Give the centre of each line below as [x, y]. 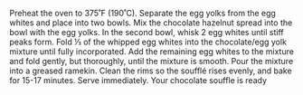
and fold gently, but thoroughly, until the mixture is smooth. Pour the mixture [151, 61]
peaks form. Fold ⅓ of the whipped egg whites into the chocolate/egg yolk [148, 42]
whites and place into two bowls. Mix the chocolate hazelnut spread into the [151, 23]
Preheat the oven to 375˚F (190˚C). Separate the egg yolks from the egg [142, 13]
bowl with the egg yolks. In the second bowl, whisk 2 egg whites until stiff [147, 32]
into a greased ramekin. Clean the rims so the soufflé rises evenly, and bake [151, 71]
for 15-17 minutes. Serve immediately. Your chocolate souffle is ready [138, 80]
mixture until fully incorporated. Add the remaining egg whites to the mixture [151, 52]
